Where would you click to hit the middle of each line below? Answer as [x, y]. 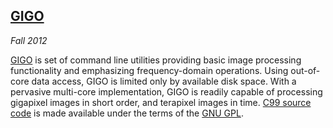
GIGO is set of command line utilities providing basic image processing [156, 60]
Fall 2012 [29, 40]
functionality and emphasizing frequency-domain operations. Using [149, 70]
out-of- [305, 70]
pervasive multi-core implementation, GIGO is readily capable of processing [166, 91]
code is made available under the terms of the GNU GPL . [127, 113]
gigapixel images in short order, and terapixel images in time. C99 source [161, 102]
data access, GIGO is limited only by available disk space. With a [164, 81]
